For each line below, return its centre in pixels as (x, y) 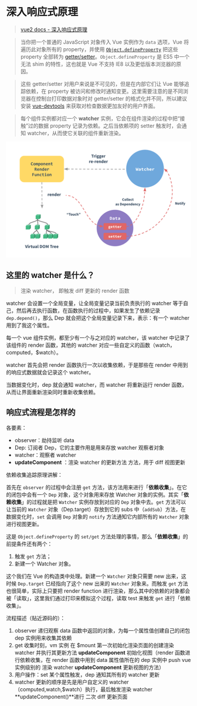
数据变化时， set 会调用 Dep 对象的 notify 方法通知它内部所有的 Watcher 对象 (98, 516)
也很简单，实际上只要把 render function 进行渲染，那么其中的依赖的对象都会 (98, 591)
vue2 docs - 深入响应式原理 (54, 29)
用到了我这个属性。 (29, 325)
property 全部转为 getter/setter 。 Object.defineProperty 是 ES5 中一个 (105, 56)
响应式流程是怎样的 (41, 412)
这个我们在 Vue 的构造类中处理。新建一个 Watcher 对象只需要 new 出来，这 (96, 576)
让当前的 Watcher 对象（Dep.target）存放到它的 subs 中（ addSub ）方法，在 (96, 509)
